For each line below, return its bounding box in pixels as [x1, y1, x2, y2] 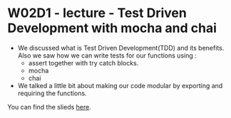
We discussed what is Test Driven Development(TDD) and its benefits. [17, 43, 225, 52]
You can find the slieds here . [7, 102, 91, 111]
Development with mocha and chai [7, 20, 217, 36]
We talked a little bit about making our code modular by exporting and [17, 81, 223, 90]
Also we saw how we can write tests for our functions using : [17, 51, 197, 60]
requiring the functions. [17, 89, 87, 97]
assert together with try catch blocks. [28, 58, 139, 67]
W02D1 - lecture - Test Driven [7, 5, 187, 21]
